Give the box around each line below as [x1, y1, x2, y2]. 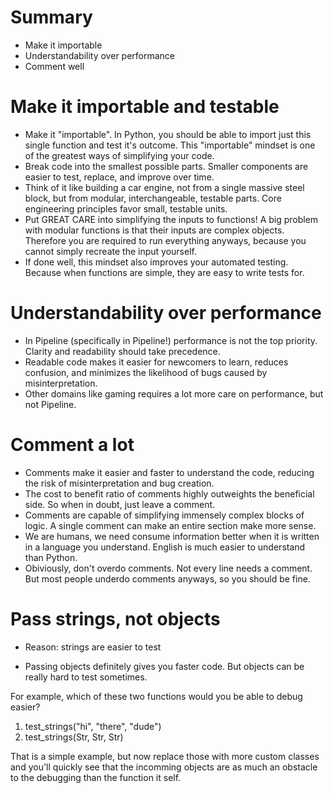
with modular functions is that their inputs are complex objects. [24, 224, 285, 236]
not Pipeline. [24, 398, 77, 410]
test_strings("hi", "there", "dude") [24, 720, 162, 732]
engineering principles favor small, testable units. [24, 202, 228, 215]
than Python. [24, 551, 78, 563]
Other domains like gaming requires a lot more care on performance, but [24, 387, 324, 400]
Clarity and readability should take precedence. [24, 345, 221, 357]
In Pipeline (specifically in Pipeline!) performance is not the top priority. [24, 334, 318, 346]
